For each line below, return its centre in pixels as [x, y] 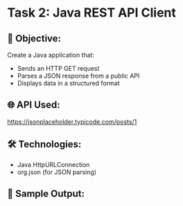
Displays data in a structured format [68, 83]
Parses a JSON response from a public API [78, 76]
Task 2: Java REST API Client [92, 13]
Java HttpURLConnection [53, 164]
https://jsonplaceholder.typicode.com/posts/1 [72, 121]
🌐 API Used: [34, 105]
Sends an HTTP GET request [58, 68]
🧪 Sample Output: [46, 194]
